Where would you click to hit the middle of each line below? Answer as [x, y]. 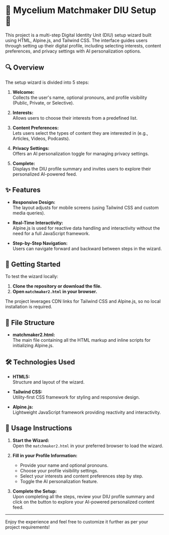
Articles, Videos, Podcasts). [41, 138]
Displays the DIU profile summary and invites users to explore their [82, 169]
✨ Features [23, 190]
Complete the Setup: [34, 491]
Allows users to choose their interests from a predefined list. [75, 118]
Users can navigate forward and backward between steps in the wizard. [87, 248]
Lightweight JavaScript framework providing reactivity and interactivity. [87, 412]
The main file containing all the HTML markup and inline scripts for [81, 340]
